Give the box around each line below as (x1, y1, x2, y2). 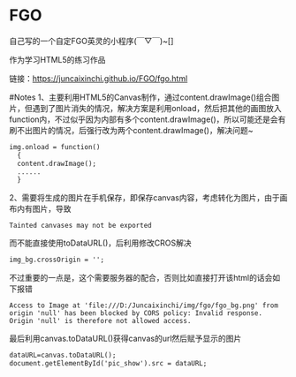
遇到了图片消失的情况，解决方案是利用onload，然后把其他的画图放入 (32, 102, 283, 113)
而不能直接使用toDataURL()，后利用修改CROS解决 (9, 238, 192, 248)
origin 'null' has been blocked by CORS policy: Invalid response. (9, 309, 263, 318)
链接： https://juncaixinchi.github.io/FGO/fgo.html (9, 72, 188, 84)
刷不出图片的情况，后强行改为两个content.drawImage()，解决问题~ (9, 124, 254, 135)
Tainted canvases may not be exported (9, 222, 152, 230)
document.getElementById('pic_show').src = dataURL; (9, 359, 208, 368)
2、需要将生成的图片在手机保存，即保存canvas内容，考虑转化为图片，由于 (9, 192, 280, 203)
